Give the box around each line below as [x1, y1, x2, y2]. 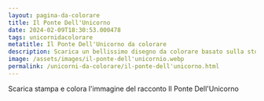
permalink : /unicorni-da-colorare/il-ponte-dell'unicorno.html [8, 63, 220, 70]
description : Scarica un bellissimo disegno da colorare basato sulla [8, 48, 244, 56]
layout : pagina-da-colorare [8, 11, 101, 20]
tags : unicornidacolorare [8, 33, 93, 41]
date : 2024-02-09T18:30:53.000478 [8, 26, 122, 34]
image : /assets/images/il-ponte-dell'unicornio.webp [8, 56, 185, 63]
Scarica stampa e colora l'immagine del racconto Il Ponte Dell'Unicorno [8, 84, 240, 93]
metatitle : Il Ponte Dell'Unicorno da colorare [8, 41, 167, 49]
